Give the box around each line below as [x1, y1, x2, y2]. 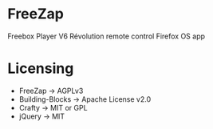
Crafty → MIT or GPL [18, 103, 89, 112]
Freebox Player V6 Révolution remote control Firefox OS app [7, 31, 205, 41]
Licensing [7, 59, 74, 78]
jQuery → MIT [18, 111, 65, 121]
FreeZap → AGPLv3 [18, 86, 84, 95]
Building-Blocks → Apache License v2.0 [18, 94, 152, 104]
